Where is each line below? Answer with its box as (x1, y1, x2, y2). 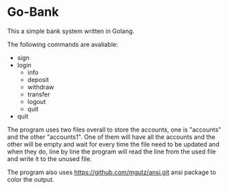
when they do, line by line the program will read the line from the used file (7, 147, 216, 156)
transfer (27, 90, 50, 98)
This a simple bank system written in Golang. (7, 27, 135, 35)
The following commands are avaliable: (7, 40, 118, 48)
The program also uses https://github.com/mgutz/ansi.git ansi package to (7, 168, 216, 176)
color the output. (7, 175, 55, 183)
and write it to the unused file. (7, 154, 92, 162)
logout (27, 97, 46, 105)
